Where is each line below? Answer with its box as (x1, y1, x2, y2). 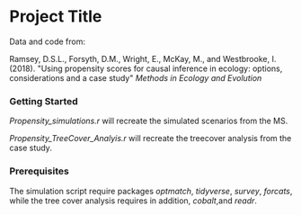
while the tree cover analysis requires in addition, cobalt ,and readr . (9, 195, 258, 206)
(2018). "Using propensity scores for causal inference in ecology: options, (9, 63, 283, 74)
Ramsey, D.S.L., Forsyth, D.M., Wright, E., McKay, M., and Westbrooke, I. (9, 53, 277, 64)
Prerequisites (9, 165, 69, 177)
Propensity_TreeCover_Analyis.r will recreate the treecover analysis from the (9, 133, 292, 144)
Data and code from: (9, 36, 86, 47)
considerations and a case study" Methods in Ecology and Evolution (9, 72, 262, 83)
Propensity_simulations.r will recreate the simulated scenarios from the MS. (9, 115, 288, 127)
